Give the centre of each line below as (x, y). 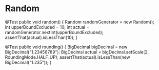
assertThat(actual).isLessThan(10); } (41, 37)
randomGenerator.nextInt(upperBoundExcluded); (54, 32)
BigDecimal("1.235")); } (29, 62)
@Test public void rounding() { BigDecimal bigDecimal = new (66, 47)
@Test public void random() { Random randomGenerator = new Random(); (80, 22)
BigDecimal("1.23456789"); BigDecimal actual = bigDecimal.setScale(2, (77, 52)
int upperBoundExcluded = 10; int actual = (47, 27)
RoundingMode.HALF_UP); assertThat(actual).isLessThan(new (68, 57)
